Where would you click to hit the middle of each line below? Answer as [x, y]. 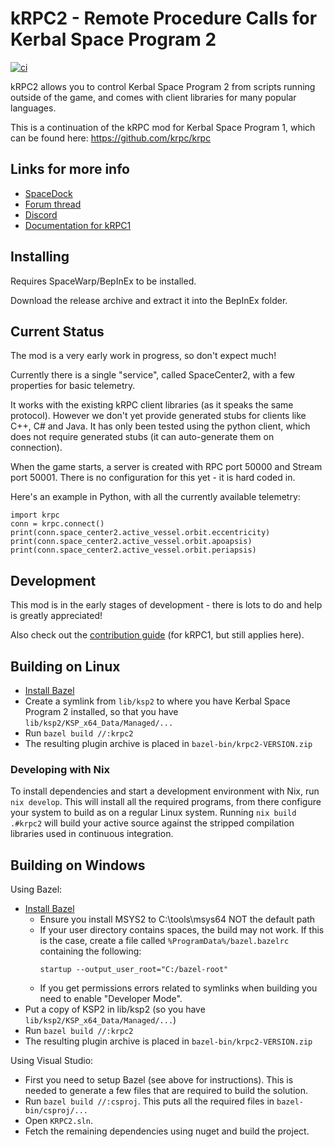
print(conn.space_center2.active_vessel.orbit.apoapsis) [131, 542]
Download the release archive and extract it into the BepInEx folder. [149, 300]
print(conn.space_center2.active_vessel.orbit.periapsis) [133, 550]
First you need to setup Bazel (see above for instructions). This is [159, 1080]
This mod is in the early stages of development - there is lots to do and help [166, 605]
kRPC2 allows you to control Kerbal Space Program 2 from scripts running [163, 86]
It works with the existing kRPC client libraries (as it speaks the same [152, 405]
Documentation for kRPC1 [78, 225]
